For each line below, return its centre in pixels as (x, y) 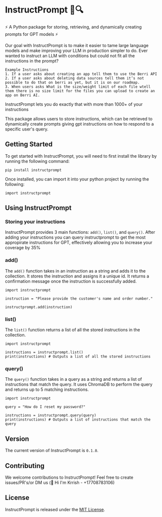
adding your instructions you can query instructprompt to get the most (75, 237)
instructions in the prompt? (32, 61)
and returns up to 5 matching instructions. (47, 389)
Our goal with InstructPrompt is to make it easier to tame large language (77, 45)
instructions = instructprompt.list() (44, 353)
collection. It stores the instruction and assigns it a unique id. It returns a (77, 276)
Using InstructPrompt (38, 208)
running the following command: (37, 161)
